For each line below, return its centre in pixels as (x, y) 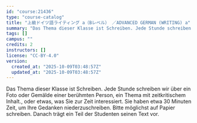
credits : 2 (19, 45)
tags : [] (17, 34)
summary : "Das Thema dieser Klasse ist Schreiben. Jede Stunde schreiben (99, 28)
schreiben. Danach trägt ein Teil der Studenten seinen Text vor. (83, 114)
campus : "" (19, 39)
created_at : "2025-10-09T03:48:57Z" (56, 67)
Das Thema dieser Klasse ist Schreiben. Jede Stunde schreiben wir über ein (98, 89)
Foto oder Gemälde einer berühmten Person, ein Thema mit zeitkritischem (96, 95)
